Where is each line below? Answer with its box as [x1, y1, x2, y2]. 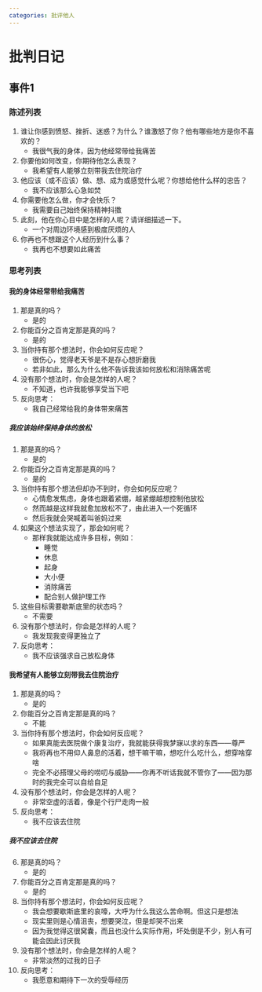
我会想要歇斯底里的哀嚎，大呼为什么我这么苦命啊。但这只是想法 [31, 906, 238, 916]
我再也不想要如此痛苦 [31, 244, 101, 254]
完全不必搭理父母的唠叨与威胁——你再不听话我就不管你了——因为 [31, 767, 246, 777]
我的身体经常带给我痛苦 [9, 287, 85, 296]
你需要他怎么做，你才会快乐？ [20, 195, 117, 204]
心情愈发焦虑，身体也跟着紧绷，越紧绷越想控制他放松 [31, 493, 205, 503]
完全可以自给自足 [53, 777, 108, 786]
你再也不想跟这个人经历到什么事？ [20, 234, 131, 243]
